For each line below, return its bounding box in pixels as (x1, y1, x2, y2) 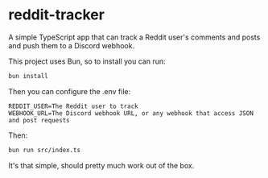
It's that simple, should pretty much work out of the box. (8, 160, 195, 170)
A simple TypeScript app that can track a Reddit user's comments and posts (8, 32, 261, 42)
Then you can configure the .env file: (8, 86, 131, 96)
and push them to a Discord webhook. (8, 40, 135, 50)
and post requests (8, 116, 70, 124)
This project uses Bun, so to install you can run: (8, 56, 166, 66)
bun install (8, 72, 48, 80)
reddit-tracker (8, 6, 105, 24)
